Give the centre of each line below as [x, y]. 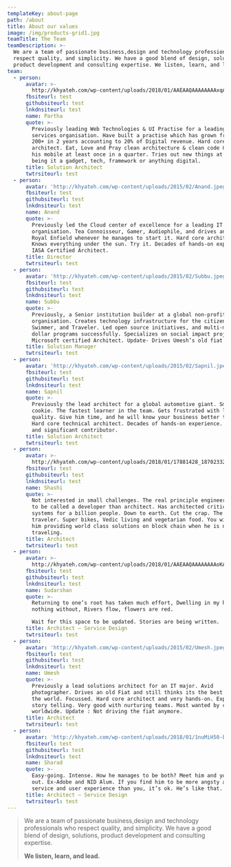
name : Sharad [44, 763]
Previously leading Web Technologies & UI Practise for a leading [129, 129]
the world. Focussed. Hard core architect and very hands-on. [123, 699]
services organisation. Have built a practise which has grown [124, 135]
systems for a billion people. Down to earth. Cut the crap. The [128, 513]
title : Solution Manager [61, 347]
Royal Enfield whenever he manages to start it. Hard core [118, 238]
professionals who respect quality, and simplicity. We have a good [118, 828]
